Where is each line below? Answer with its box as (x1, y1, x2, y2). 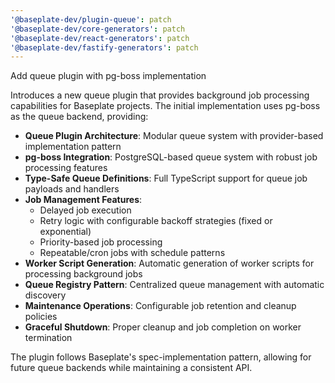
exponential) (39, 226, 92, 238)
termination (24, 332, 73, 344)
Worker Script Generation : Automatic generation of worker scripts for (24, 257, 315, 270)
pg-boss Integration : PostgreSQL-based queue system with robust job (24, 151, 318, 163)
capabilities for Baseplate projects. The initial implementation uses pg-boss (10, 100, 321, 112)
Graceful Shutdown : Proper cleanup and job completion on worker (24, 321, 302, 333)
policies (24, 311, 58, 323)
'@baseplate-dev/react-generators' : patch (10, 33, 190, 43)
